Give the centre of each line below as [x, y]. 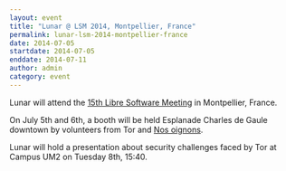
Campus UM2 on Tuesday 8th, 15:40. [78, 157]
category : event [40, 77]
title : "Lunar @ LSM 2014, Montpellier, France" [103, 26]
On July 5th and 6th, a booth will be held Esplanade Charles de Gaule [139, 119]
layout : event [36, 18]
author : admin [36, 69]
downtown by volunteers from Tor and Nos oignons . [106, 129]
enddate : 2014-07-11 [48, 60]
